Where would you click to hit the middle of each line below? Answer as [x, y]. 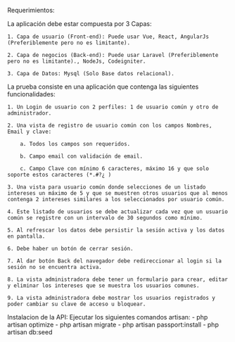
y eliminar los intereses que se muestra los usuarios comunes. [103, 286]
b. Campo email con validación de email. [81, 156]
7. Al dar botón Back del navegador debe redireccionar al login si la [114, 261]
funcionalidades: [32, 94]
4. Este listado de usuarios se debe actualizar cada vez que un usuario [118, 212]
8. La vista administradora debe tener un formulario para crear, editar [118, 279]
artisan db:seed [30, 332]
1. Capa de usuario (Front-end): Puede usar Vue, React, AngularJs [108, 37]
